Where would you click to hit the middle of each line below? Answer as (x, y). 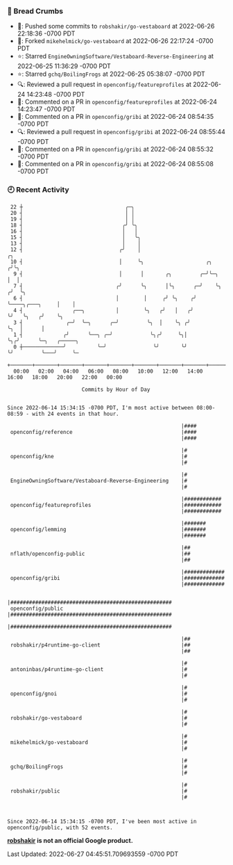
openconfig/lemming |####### (108, 529)
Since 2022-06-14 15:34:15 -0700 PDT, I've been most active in (102, 821)
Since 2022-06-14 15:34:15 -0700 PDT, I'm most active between (101, 407)
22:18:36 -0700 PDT (46, 33)
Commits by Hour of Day (116, 389)
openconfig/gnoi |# (99, 694)
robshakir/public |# (99, 791)
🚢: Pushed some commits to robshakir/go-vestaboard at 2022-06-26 (116, 26)
